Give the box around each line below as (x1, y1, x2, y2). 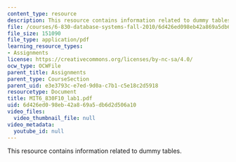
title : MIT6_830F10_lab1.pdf (7, 95, 93, 102)
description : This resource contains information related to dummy (7, 17, 209, 24)
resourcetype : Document (7, 88, 77, 95)
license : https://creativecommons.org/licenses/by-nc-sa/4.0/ (7, 56, 193, 63)
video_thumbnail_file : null (13, 114, 96, 121)
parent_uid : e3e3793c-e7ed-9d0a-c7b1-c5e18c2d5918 (7, 82, 159, 89)
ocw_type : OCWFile (7, 62, 61, 69)
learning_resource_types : (7, 43, 83, 50)
